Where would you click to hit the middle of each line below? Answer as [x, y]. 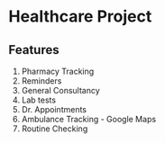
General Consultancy [60, 90]
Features [34, 50]
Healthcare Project [80, 17]
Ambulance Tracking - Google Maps [89, 119]
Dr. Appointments [54, 109]
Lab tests [38, 100]
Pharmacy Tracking [58, 71]
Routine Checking [55, 129]
